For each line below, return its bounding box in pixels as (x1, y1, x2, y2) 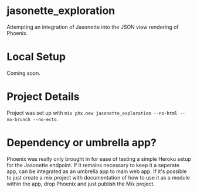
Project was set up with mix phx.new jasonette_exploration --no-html (6, 109, 178, 116)
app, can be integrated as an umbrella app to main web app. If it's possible (6, 168, 187, 175)
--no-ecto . (32, 115, 59, 122)
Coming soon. (6, 69, 40, 77)
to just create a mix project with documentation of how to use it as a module (6, 174, 190, 181)
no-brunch (6, 116, 31, 122)
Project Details (6, 90, 80, 104)
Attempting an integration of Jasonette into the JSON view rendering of (6, 23, 179, 30)
